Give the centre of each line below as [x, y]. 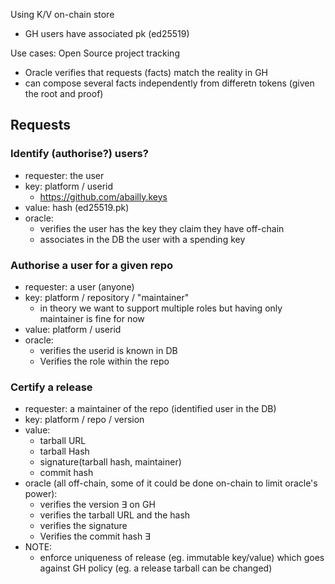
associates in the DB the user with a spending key [142, 239]
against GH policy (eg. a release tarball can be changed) [156, 568]
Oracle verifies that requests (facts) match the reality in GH [146, 72]
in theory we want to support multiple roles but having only [161, 308]
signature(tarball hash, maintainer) [110, 462]
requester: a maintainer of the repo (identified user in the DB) [150, 409]
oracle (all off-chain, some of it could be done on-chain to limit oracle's [171, 483]
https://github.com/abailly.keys [103, 196]
